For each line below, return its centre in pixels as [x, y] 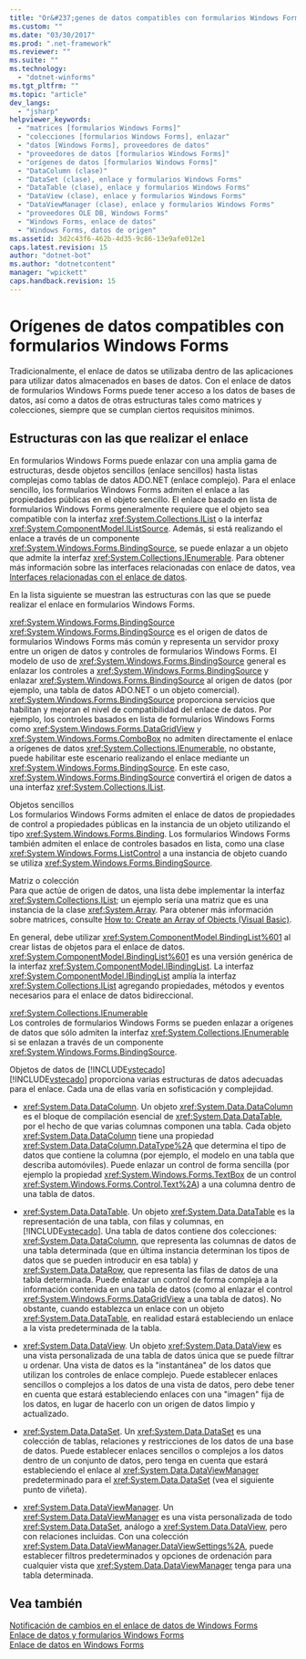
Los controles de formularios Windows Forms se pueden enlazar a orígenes [152, 1023]
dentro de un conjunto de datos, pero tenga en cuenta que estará [145, 1460]
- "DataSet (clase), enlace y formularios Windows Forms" [130, 179]
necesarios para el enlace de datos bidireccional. [102, 995]
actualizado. [46, 1413]
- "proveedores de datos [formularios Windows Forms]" [124, 153]
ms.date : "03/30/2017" [52, 35]
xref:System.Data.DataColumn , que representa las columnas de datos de [159, 1240]
